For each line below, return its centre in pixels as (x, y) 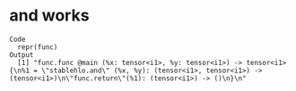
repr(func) (38, 47)
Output (22, 54)
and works (49, 16)
